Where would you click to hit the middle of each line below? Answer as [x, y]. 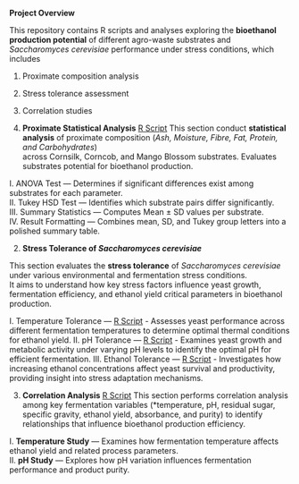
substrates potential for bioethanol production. [108, 166]
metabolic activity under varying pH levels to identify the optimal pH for [141, 349]
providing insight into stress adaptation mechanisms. [106, 378]
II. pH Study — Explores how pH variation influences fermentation [130, 460]
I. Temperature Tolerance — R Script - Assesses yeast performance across [147, 321]
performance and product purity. [70, 470]
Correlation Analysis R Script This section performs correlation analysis [155, 395]
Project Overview [42, 13]
